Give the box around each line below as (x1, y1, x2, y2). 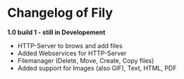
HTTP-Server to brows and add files (17, 41, 123, 50)
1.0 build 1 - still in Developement (7, 28, 106, 36)
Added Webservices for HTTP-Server (17, 49, 127, 57)
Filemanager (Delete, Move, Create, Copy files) (17, 56, 154, 64)
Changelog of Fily (7, 5, 113, 21)
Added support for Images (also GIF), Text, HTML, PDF (17, 64, 177, 72)
